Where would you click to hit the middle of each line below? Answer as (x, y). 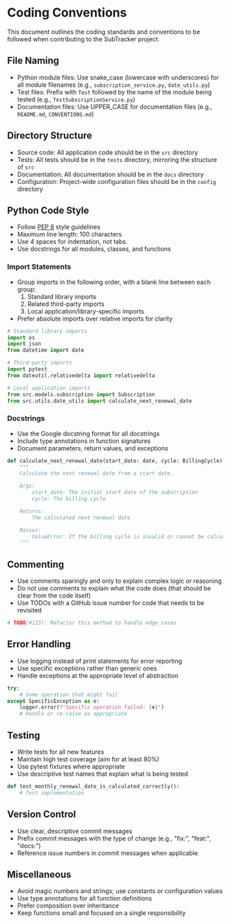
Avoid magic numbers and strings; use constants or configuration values (120, 891)
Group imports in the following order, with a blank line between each (114, 282)
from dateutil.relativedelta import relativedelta (81, 376)
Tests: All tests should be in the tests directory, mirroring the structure (117, 159)
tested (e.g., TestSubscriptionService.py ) (76, 99)
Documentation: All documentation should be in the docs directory (110, 174)
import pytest (27, 369)
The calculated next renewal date (81, 517)
